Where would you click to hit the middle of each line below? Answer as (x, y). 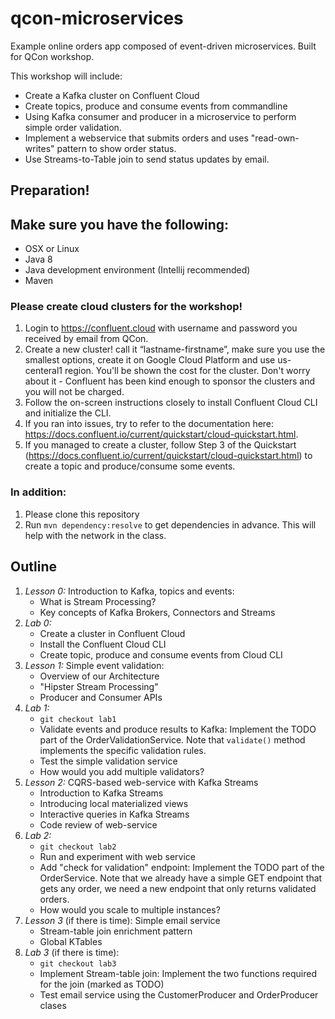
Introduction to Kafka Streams (101, 793)
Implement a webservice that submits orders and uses (136, 138)
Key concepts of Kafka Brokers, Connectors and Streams (157, 612)
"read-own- (275, 138)
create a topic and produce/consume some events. (130, 466)
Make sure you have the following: (120, 224)
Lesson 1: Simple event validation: (94, 665)
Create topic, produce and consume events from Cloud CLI (161, 654)
